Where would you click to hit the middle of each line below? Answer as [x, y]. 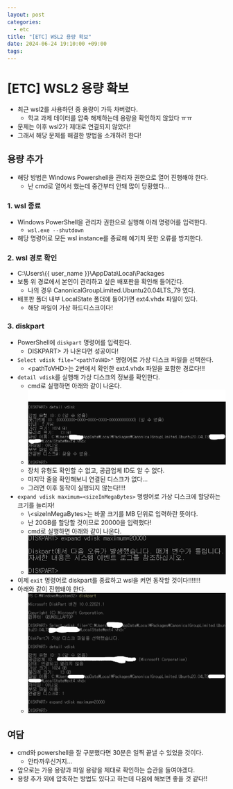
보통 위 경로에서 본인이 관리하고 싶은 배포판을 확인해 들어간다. [101, 282]
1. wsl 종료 [24, 206]
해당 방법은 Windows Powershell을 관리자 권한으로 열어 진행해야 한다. [113, 177]
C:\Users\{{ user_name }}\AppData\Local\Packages [91, 274]
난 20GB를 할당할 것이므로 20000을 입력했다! [89, 522]
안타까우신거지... [50, 761]
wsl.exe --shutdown [56, 231]
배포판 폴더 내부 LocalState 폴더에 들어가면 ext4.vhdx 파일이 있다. [107, 299]
